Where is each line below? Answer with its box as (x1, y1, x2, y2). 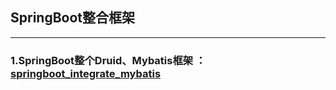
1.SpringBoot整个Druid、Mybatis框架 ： (10, 53, 207, 67)
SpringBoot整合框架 (10, 9, 136, 27)
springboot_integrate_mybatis (10, 66, 162, 80)
